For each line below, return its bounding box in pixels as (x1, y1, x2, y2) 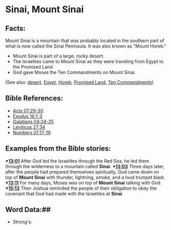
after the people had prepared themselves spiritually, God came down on (5, 169, 160, 175)
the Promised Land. (12, 64, 54, 70)
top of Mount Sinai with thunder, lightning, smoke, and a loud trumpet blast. (5, 174, 165, 180)
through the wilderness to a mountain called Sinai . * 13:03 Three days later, (5, 163, 165, 170)
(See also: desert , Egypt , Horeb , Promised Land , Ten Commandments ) (5, 79, 154, 85)
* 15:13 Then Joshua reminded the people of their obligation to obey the (5, 185, 157, 191)
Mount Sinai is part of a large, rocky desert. (12, 53, 104, 59)
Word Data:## (5, 205, 51, 214)
